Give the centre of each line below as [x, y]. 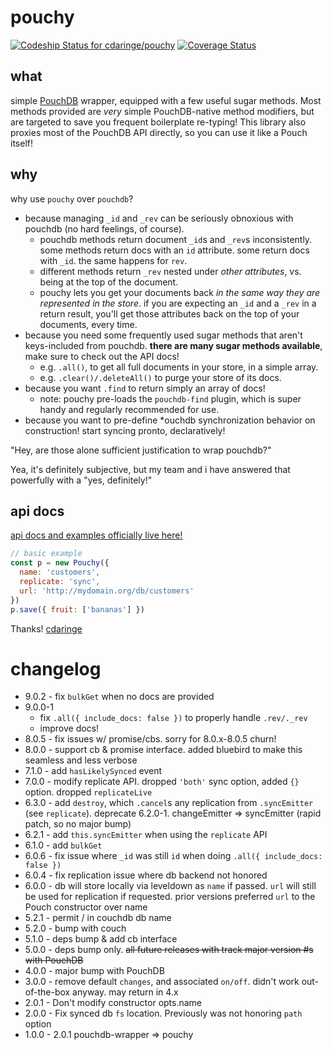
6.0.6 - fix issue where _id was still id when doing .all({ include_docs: [173, 856]
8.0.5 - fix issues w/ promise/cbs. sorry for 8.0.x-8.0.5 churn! [150, 739]
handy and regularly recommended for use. [129, 409]
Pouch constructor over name [86, 907]
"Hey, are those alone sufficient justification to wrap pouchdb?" [141, 450]
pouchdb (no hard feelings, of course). [104, 228]
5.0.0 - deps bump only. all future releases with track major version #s [169, 950]
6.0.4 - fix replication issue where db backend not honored [146, 875]
